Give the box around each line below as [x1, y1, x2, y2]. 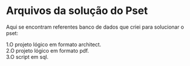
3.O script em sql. [6, 53, 49, 60]
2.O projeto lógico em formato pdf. [6, 47, 89, 54]
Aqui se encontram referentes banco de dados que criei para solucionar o [6, 23, 184, 30]
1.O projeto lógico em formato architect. [6, 41, 101, 48]
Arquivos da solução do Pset [6, 4, 148, 18]
